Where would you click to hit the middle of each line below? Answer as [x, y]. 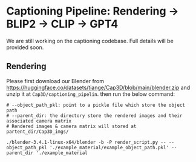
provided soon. [25, 47]
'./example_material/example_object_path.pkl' [109, 147]
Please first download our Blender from [55, 81]
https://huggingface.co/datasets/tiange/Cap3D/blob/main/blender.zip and [98, 87]
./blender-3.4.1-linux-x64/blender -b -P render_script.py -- [86, 142]
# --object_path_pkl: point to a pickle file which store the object [96, 105]
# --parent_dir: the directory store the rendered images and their [94, 116]
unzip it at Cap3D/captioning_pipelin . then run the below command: [91, 94]
